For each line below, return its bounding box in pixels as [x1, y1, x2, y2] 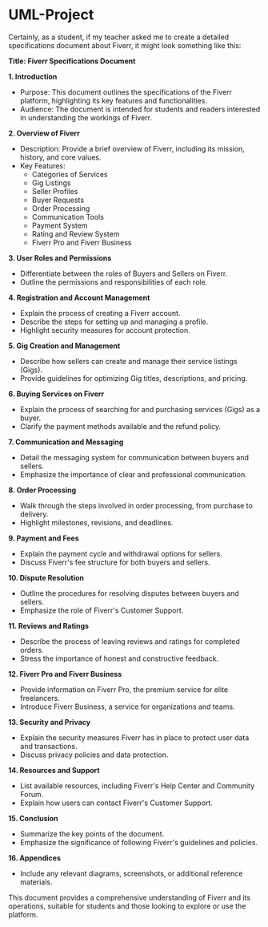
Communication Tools [31, 212, 104, 221]
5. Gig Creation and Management [8, 341, 121, 350]
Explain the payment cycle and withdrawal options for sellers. [19, 549, 222, 558]
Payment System [31, 221, 88, 230]
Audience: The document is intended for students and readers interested [19, 104, 261, 114]
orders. [19, 645, 44, 654]
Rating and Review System [31, 229, 120, 238]
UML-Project [8, 6, 94, 24]
